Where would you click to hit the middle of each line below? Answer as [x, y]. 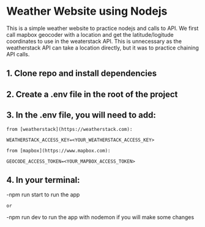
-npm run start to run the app [43, 195]
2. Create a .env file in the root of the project [92, 94]
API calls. [18, 54]
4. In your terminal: [43, 180]
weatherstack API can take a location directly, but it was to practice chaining [102, 48]
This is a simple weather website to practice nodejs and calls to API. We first [102, 28]
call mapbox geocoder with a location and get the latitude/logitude [90, 34]
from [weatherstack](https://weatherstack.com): [69, 129]
